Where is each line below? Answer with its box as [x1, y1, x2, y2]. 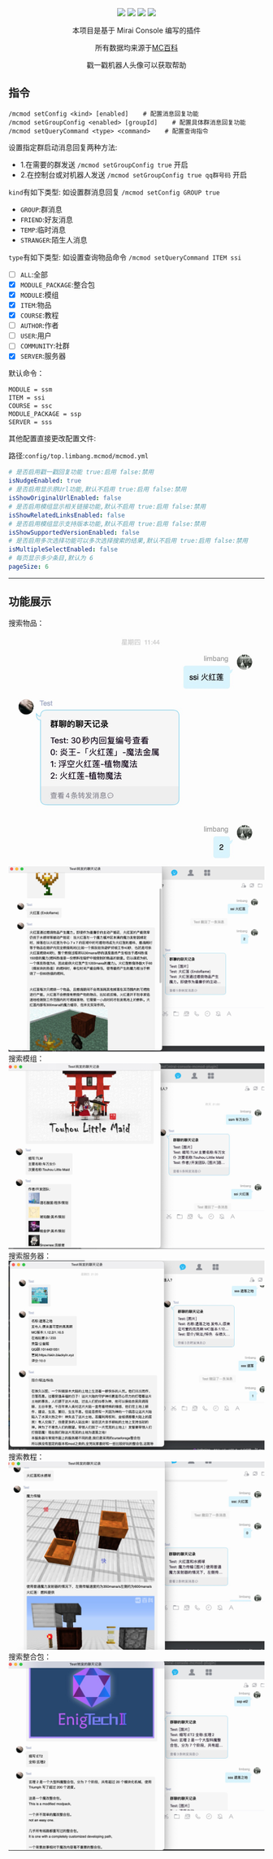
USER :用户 [19, 330, 52, 341]
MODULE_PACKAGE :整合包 [19, 279, 96, 289]
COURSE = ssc [8, 402, 53, 410]
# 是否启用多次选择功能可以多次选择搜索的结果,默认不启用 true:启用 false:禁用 [8, 537, 249, 545]
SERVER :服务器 [19, 351, 67, 361]
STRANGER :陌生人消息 [19, 234, 88, 244]
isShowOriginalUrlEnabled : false [8, 494, 122, 502]
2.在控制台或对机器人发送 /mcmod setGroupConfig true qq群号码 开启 [19, 169, 248, 179]
